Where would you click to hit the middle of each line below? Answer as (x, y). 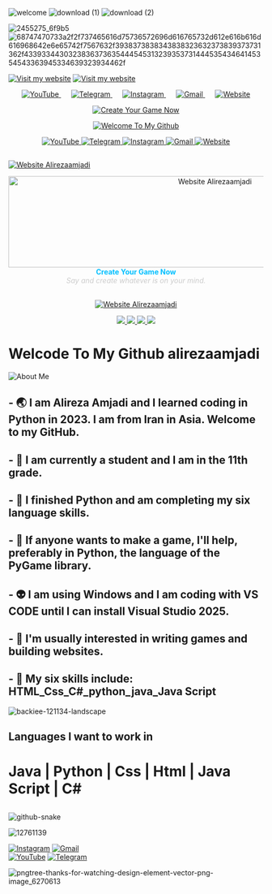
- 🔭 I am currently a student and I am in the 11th (128, 460)
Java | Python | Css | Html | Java (120, 772)
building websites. (56, 652)
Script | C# (45, 789)
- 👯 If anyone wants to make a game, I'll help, (123, 540)
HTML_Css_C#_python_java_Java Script (113, 691)
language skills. (49, 513)
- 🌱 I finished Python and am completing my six (130, 500)
